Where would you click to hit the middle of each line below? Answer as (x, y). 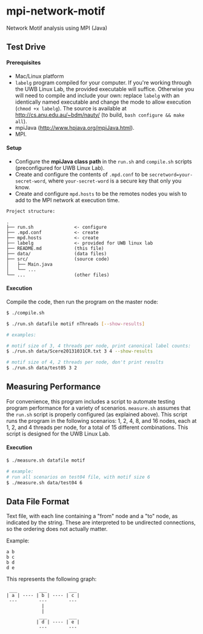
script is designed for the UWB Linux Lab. (58, 433)
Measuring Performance (54, 387)
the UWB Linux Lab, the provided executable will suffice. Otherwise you (105, 89)
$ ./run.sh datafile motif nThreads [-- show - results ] (76, 324)
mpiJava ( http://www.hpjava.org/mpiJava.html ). (75, 127)
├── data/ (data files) (57, 254)
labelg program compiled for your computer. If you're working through (103, 83)
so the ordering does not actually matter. (57, 529)
